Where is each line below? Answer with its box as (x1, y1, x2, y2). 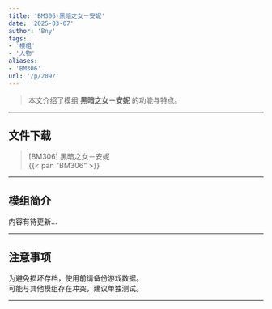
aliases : (8, 57, 38, 66)
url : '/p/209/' (8, 72, 60, 80)
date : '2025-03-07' (8, 19, 74, 28)
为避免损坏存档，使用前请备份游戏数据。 (8, 273, 143, 283)
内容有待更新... (8, 217, 58, 226)
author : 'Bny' (8, 27, 57, 35)
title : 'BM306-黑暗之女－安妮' (8, 11, 105, 20)
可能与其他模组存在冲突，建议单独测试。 (8, 284, 143, 294)
